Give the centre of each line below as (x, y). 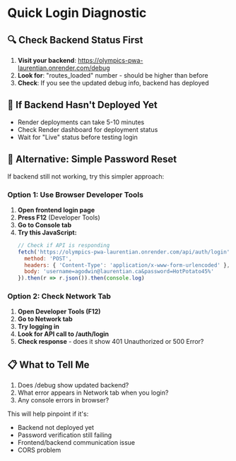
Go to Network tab (45, 319)
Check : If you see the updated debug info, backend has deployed (113, 83)
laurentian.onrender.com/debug (64, 68)
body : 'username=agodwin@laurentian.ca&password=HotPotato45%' (119, 272)
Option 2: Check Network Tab (59, 297)
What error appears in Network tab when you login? (93, 393)
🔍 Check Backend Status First (75, 40)
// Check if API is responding (64, 245)
